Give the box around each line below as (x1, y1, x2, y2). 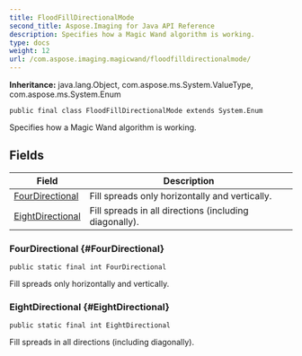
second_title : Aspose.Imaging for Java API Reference (9, 22, 216, 30)
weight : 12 (9, 47, 50, 56)
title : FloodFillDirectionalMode (9, 13, 135, 22)
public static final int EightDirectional (9, 321, 171, 330)
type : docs (9, 38, 50, 48)
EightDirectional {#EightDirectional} (9, 301, 170, 314)
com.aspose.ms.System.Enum (9, 89, 121, 100)
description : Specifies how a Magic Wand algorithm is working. (9, 30, 255, 39)
